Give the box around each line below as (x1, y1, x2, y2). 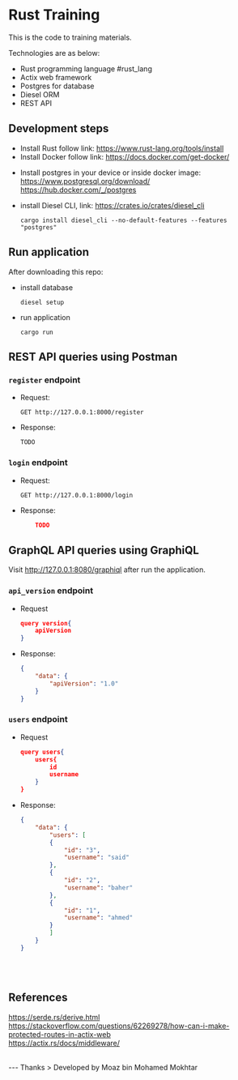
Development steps (8, 122, 109, 135)
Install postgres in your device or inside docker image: (19, 168, 201, 177)
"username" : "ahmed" (63, 914, 134, 922)
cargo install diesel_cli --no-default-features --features (19, 216, 227, 224)
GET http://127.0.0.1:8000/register (19, 408, 144, 416)
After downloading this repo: (8, 267, 104, 276)
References (8, 991, 68, 1005)
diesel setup (19, 298, 65, 306)
